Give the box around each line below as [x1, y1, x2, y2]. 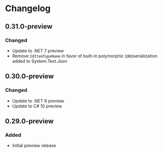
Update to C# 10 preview [12, 103, 62, 109]
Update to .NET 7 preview [12, 48, 64, 53]
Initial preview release [12, 143, 56, 149]
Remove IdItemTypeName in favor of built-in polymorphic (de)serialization [12, 53, 158, 59]
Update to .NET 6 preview [12, 98, 64, 103]
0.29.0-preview [5, 117, 54, 125]
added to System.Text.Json [12, 58, 67, 64]
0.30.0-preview [5, 72, 54, 81]
